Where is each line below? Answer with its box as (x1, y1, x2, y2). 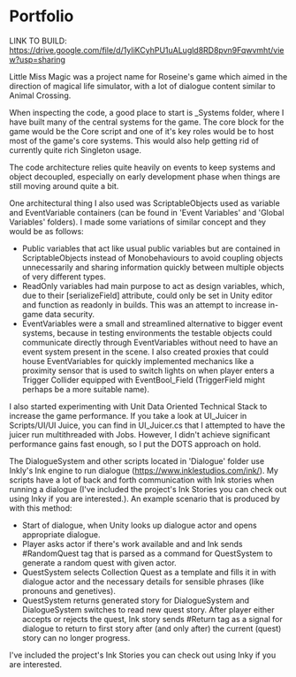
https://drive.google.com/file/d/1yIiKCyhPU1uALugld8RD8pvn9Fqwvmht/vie (9, 44, 285, 55)
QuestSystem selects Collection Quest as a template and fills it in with (21, 567, 277, 577)
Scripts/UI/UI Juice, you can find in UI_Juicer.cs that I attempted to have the (9, 420, 285, 430)
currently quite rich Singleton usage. (9, 144, 142, 156)
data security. (44, 308, 95, 319)
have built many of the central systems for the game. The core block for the (9, 117, 285, 127)
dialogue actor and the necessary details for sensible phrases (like (21, 576, 265, 587)
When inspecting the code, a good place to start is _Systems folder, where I (9, 107, 285, 118)
